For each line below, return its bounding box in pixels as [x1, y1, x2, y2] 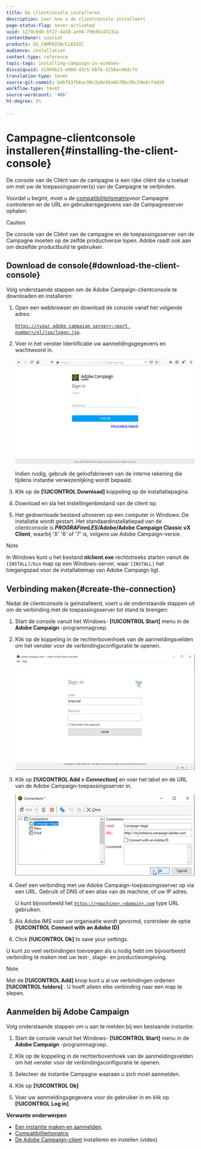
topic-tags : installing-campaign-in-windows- [6, 60, 121, 66]
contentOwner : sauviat [6, 35, 63, 41]
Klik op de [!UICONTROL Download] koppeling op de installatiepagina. [14, 488, 190, 495]
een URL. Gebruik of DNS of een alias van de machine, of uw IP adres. [14, 888, 188, 895]
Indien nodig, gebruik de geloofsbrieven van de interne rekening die [14, 470, 182, 477]
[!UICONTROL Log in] [14, 1100, 69, 1107]
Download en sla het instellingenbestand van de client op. [14, 500, 157, 507]
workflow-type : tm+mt [6, 86, 60, 92]
